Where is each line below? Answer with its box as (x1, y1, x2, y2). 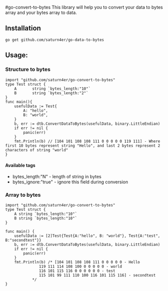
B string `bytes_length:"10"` (14, 216, 78, 221)
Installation (5, 24, 41, 33)
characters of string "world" (5, 147, 69, 152)
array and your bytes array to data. (5, 10, 77, 16)
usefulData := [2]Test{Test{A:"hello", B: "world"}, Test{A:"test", (14, 233, 160, 238)
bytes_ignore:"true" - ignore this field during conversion (12, 179, 128, 185)
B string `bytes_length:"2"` (14, 90, 89, 96)
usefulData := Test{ (14, 104, 57, 109)
